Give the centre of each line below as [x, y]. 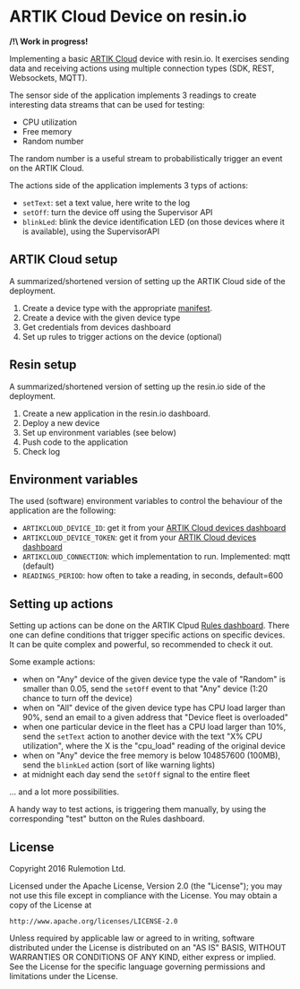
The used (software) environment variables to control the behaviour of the [146, 501]
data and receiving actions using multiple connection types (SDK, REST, [142, 68]
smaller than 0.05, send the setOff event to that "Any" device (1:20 [145, 689]
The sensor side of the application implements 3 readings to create [133, 95]
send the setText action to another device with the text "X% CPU [142, 736]
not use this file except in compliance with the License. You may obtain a [143, 895]
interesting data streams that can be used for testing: [107, 104]
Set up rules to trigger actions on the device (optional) [122, 336]
